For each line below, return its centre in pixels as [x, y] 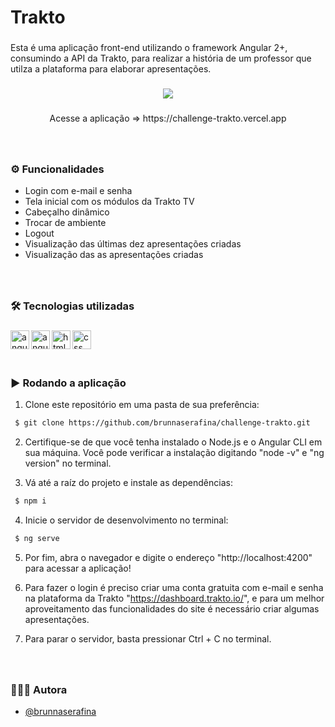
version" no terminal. [68, 463]
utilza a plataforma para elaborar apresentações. [111, 69]
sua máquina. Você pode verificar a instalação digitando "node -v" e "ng [174, 453]
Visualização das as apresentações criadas [114, 255]
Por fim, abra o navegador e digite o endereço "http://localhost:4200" [168, 557]
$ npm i [30, 501]
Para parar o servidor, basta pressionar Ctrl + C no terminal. [148, 638]
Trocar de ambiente [65, 223]
